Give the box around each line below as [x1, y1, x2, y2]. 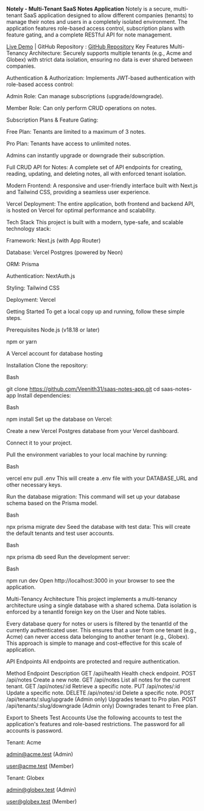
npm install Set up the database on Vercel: [6, 415, 113, 423]
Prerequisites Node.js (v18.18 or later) [6, 326, 100, 333]
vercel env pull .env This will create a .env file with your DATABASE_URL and [6, 475, 198, 482]
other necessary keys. [6, 481, 62, 488]
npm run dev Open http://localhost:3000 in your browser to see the [6, 577, 175, 584]
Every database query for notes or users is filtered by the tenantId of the [6, 620, 188, 627]
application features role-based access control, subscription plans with [6, 24, 185, 32]
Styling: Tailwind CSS [6, 284, 60, 291]
